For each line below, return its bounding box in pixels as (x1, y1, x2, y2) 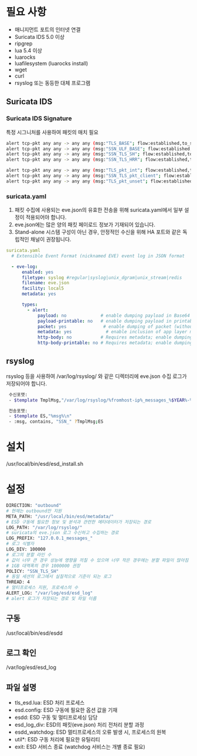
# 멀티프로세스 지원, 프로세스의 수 (6, 585, 79, 591)
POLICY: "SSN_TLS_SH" (6, 568, 59, 574)
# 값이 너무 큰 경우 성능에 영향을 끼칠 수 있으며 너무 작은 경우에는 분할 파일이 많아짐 (6, 557, 189, 563)
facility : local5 (21, 286, 64, 291)
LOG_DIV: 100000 (6, 546, 46, 552)
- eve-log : (11, 263, 38, 270)
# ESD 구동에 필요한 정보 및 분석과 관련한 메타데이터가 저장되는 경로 (6, 519, 151, 525)
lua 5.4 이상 (14, 47, 42, 54)
